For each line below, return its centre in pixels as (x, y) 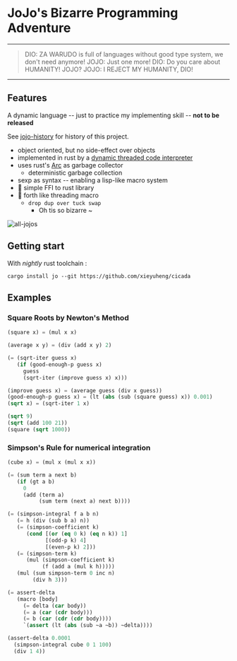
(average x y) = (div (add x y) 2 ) (60, 345)
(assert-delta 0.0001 (39, 638)
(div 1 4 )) (30, 651)
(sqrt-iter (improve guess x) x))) (75, 378)
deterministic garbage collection (75, 172)
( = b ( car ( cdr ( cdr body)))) (67, 619)
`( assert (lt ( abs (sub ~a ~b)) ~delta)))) (88, 626)
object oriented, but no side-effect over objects (86, 150)
